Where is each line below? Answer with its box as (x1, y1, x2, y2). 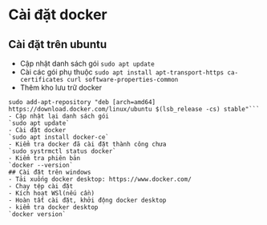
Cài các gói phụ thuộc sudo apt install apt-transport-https (19, 67, 225, 77)
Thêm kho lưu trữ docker (19, 82, 103, 92)
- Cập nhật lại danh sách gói (8, 112, 110, 120)
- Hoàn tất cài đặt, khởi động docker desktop (8, 196, 167, 204)
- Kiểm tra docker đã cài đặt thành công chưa (8, 140, 167, 148)
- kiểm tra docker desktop (8, 203, 99, 211)
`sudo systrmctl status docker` (8, 147, 116, 155)
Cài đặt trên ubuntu (8, 38, 107, 51)
